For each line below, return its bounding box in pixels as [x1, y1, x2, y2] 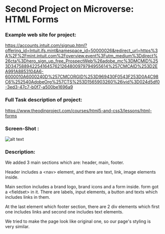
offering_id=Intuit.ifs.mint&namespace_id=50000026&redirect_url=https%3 [5, 48, 158, 53]
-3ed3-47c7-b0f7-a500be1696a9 [5, 84, 73, 90]
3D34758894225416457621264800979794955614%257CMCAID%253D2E [5, 63, 158, 69]
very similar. [5, 224, 30, 230]
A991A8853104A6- [5, 69, 44, 75]
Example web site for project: [5, 31, 77, 38]
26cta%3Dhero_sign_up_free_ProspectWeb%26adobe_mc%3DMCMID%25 [5, 58, 159, 64]
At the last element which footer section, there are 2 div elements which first [5, 204, 160, 209]
